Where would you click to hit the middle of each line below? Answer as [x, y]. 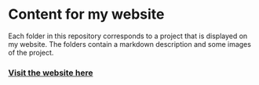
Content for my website [86, 14]
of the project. [31, 52]
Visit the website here [51, 73]
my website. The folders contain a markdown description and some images [129, 44]
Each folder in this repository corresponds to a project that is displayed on [128, 36]
